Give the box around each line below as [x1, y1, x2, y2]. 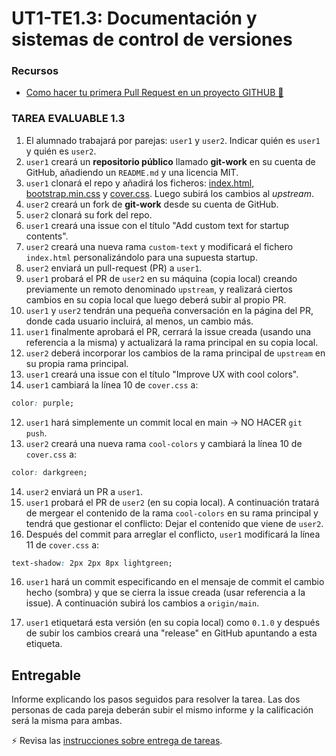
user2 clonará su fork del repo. [25, 208, 153, 221]
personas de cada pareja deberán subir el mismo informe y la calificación [11, 704, 314, 716]
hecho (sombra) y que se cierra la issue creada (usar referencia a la [25, 587, 306, 599]
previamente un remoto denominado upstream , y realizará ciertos [25, 283, 293, 295]
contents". [25, 230, 69, 242]
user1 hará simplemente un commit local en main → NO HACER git [25, 416, 303, 428]
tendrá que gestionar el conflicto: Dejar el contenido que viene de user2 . [25, 517, 324, 529]
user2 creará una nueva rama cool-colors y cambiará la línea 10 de [25, 437, 303, 449]
